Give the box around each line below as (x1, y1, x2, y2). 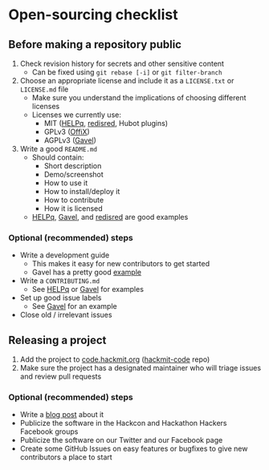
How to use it (43, 178, 88, 188)
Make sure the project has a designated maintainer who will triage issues (19, 363, 262, 373)
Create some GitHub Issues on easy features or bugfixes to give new (19, 444, 248, 454)
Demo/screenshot (43, 170, 104, 179)
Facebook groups (19, 427, 79, 436)
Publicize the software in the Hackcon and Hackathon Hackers (19, 419, 227, 428)
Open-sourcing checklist (8, 6, 178, 24)
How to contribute (43, 195, 104, 205)
